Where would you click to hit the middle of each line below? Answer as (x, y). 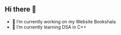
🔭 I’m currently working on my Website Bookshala (64, 21)
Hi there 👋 (21, 9)
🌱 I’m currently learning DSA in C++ (49, 27)
